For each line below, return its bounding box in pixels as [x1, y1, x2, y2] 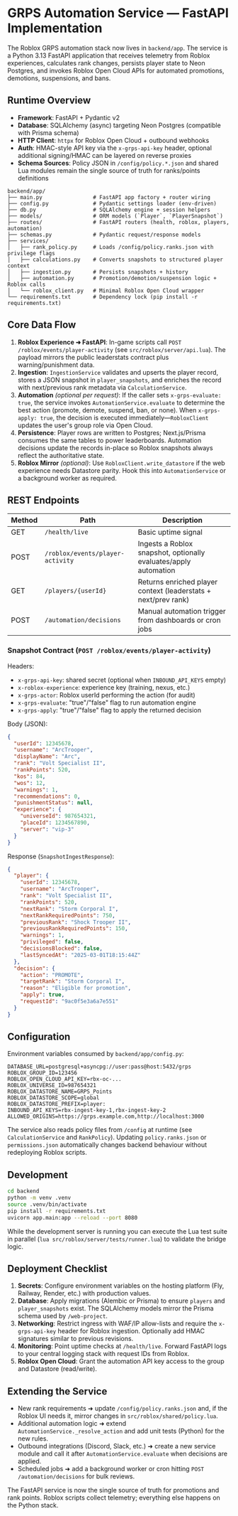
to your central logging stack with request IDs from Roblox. [17, 1350, 190, 1358]
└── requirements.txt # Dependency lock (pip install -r [7, 293, 198, 300]
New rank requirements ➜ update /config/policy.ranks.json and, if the [17, 1404, 228, 1413]
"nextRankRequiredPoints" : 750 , [20, 912, 115, 919]
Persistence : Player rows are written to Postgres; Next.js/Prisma [17, 428, 206, 437]
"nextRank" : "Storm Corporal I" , [20, 905, 119, 912]
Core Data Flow [7, 319, 76, 331]
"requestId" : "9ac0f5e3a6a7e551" [20, 998, 119, 1005]
